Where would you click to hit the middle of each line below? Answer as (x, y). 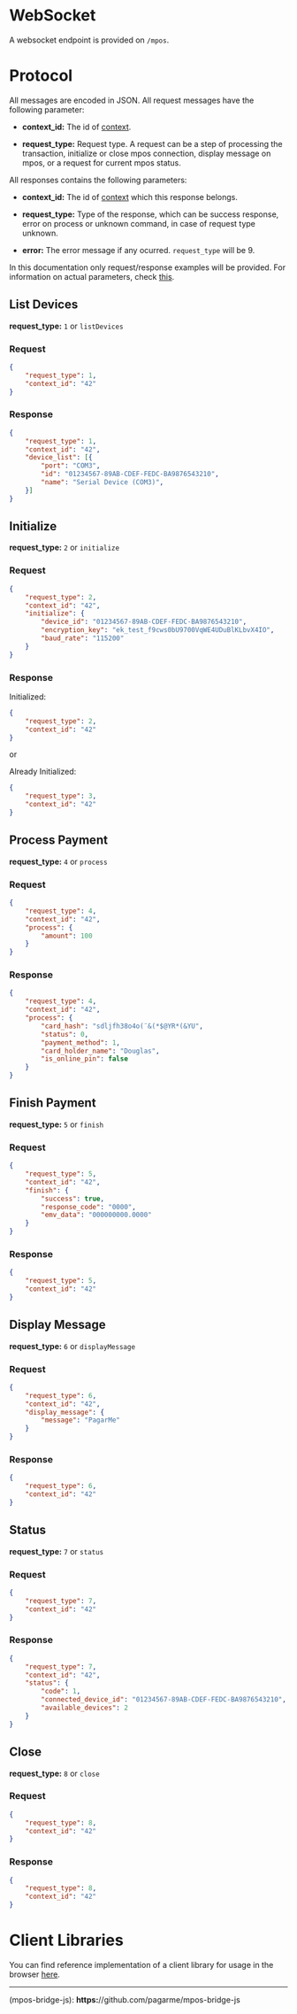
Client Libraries (66, 1941)
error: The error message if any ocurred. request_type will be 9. (138, 250)
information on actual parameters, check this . (92, 276)
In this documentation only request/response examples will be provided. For (147, 267)
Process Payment (59, 841)
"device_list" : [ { (59, 458)
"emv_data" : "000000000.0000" (96, 1215)
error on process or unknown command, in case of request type (139, 223)
